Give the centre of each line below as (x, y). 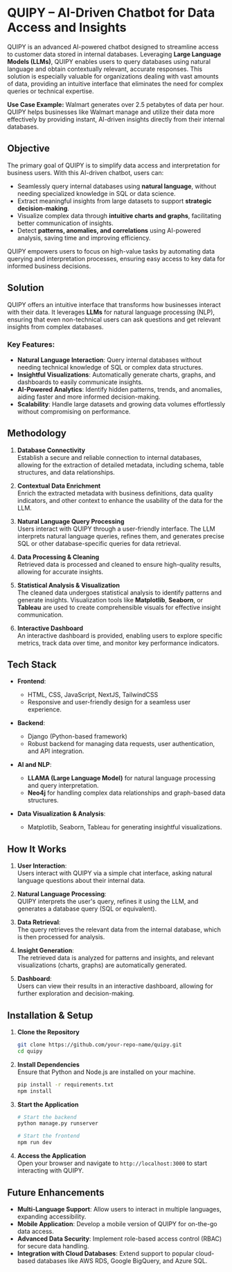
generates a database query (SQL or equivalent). (87, 909)
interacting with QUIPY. (51, 1171)
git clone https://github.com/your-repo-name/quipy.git (99, 1045)
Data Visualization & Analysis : (61, 813)
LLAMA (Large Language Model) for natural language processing (122, 778)
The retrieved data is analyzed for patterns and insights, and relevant (116, 958)
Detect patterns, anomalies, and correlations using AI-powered (109, 230)
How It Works (37, 849)
